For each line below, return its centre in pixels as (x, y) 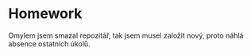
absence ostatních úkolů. (49, 43)
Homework (45, 14)
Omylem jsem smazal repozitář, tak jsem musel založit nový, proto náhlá (126, 35)
